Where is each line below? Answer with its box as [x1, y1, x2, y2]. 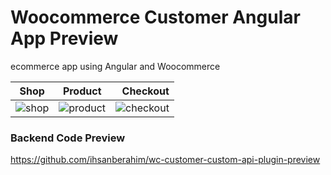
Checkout [121, 84, 170, 98]
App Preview [10, 27, 119, 50]
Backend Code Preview [10, 131, 126, 145]
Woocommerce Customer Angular [10, 6, 301, 29]
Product [62, 84, 102, 98]
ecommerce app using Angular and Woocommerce [10, 60, 221, 72]
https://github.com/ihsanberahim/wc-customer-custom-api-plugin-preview [10, 154, 321, 166]
